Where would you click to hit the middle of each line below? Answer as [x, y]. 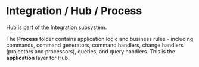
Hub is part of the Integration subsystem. [57, 27]
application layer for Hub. [38, 58]
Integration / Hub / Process [74, 11]
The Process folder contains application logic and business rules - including [100, 39]
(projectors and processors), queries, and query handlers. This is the [91, 51]
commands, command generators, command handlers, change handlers [95, 45]
